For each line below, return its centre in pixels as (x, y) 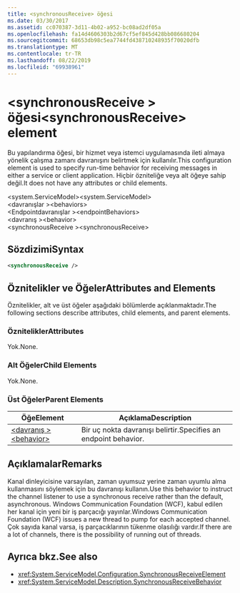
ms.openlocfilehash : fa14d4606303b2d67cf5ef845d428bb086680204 (104, 34)
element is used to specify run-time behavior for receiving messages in (112, 168)
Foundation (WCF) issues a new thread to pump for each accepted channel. (119, 519)
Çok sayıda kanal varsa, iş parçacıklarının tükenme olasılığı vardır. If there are (120, 527)
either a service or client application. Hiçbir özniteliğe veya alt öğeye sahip (117, 175)
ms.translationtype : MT (43, 47)
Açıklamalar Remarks (55, 464)
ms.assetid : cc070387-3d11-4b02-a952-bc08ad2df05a (84, 27)
